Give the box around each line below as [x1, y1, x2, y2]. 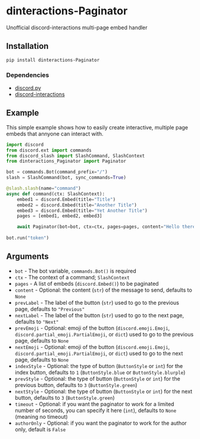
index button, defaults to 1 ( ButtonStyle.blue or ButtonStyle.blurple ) [14, 369, 186, 376]
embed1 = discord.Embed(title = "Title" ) [17, 196, 116, 202]
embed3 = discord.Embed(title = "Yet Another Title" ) [17, 208, 148, 214]
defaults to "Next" [14, 318, 59, 325]
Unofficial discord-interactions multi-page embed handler [6, 24, 148, 31]
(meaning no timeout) [14, 413, 68, 420]
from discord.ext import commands [6, 147, 92, 153]
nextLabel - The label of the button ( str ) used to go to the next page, [14, 311, 185, 319]
